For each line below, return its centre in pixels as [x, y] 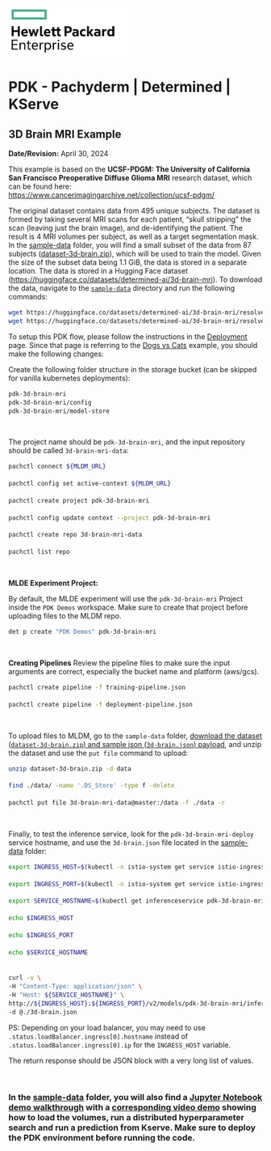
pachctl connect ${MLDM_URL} [57, 467]
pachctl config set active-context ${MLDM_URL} [90, 484]
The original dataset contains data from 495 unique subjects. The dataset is [134, 210]
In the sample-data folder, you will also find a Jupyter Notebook [135, 1097]
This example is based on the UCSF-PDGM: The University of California [129, 169]
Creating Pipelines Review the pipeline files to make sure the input [119, 663]
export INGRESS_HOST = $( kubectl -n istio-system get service [112, 867]
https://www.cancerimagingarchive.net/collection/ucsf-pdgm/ [112, 195]
